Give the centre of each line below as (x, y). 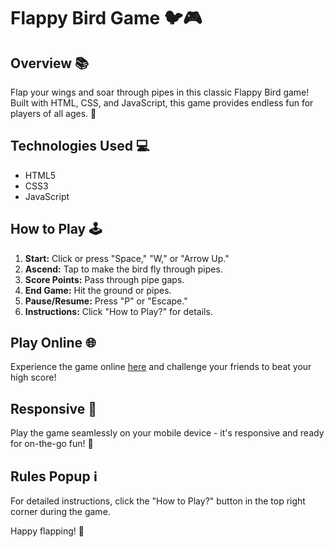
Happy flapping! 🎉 (47, 531)
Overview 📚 (50, 63)
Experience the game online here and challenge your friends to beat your (161, 367)
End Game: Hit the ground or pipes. (98, 290)
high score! (33, 377)
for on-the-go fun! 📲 (52, 444)
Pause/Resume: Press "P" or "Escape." (106, 301)
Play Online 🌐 (53, 343)
